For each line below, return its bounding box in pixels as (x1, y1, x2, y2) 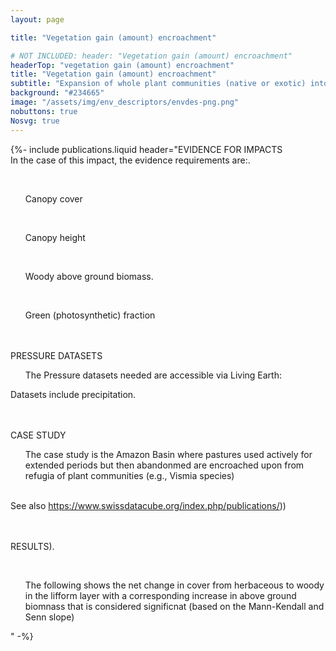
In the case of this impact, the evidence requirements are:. (10, 154, 251, 166)
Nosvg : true (10, 116, 60, 126)
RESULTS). (10, 540, 55, 552)
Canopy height (24, 231, 86, 243)
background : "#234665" (10, 88, 105, 98)
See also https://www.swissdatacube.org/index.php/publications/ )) (10, 499, 287, 511)
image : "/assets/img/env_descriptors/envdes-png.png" (10, 97, 240, 107)
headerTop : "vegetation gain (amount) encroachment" (10, 60, 235, 70)
